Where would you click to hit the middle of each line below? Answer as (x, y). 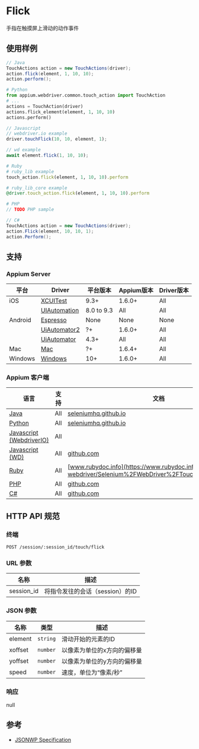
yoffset (19, 661)
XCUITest (54, 301)
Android (20, 320)
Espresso (54, 320)
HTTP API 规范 (33, 516)
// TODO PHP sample (30, 210)
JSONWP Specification (43, 740)
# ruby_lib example (30, 171)
